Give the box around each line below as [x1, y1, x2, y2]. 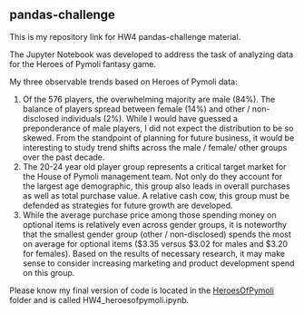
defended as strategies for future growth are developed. [22, 200, 233, 211]
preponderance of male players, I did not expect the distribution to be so [22, 123, 294, 133]
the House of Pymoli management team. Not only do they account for [22, 171, 283, 182]
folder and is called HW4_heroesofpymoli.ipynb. [9, 294, 190, 305]
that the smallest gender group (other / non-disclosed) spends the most [22, 229, 292, 240]
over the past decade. [22, 152, 105, 162]
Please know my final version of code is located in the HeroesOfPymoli [9, 285, 275, 296]
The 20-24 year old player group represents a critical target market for [22, 161, 287, 172]
